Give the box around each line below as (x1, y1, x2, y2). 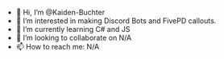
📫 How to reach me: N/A (15, 42, 100, 51)
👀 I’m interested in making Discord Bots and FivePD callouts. (15, 16, 217, 26)
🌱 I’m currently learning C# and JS (15, 25, 131, 33)
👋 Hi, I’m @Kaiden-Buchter (15, 8, 106, 17)
